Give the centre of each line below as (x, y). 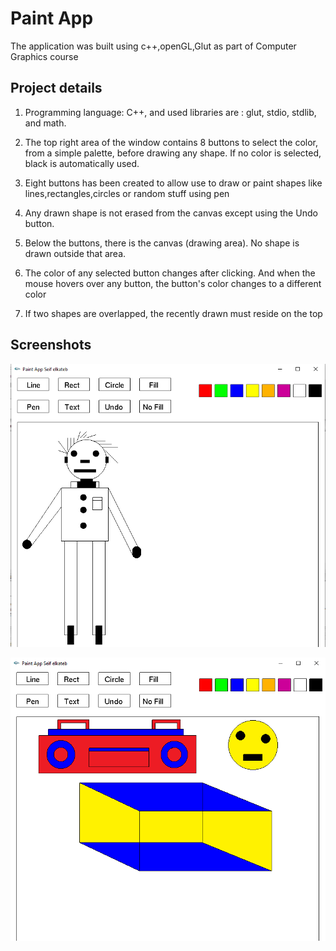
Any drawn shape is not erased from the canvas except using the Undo (171, 213)
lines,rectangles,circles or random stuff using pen (127, 193)
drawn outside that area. (75, 253)
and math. (45, 123)
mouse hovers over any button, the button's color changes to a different (173, 283)
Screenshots (51, 345)
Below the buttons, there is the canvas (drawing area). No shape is (162, 243)
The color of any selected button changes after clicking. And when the (170, 273)
